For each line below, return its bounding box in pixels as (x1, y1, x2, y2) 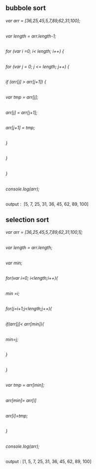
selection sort (5, 216, 49, 224)
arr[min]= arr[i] (5, 397, 36, 403)
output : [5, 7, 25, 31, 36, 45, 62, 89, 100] (5, 201, 89, 207)
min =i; (5, 290, 20, 296)
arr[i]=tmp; (5, 413, 28, 419)
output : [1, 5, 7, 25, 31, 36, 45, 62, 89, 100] (5, 459, 92, 465)
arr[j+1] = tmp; (5, 125, 35, 131)
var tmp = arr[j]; (5, 94, 38, 100)
